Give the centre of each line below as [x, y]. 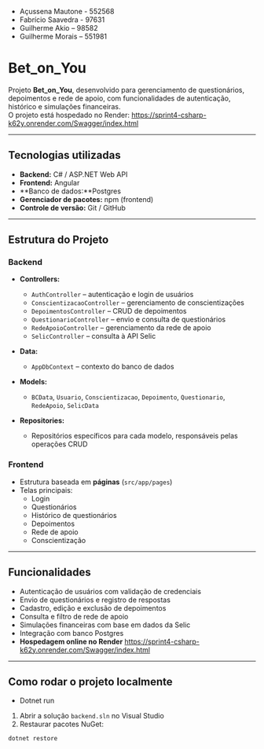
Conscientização [59, 540]
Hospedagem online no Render [71, 641]
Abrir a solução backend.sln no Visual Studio [92, 716]
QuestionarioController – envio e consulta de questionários [128, 319]
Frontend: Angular [49, 182]
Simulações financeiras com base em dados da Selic [105, 625]
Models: [33, 382]
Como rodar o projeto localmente [90, 682]
